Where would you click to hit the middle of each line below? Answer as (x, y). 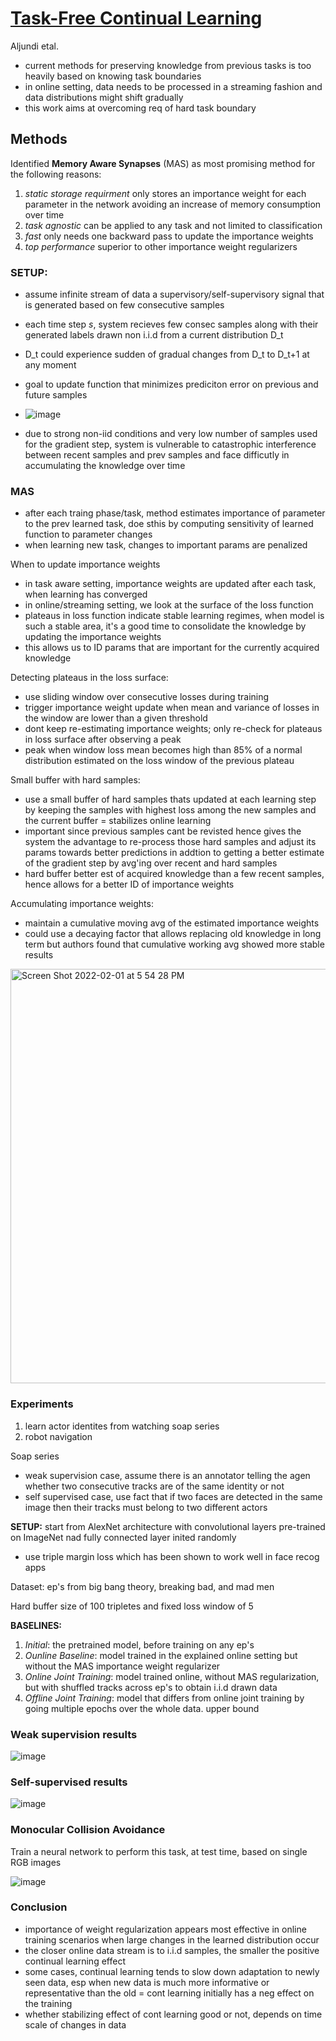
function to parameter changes (88, 534)
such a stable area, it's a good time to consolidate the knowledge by (165, 626)
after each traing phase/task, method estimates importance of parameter (175, 513)
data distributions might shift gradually (104, 97)
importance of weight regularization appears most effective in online (165, 1929)
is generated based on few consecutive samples (124, 305)
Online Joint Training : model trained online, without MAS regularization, (172, 1676)
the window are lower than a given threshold (116, 718)
